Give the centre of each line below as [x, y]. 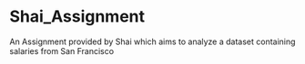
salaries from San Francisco [62, 50]
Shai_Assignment [77, 17]
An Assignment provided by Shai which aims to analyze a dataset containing [152, 41]
